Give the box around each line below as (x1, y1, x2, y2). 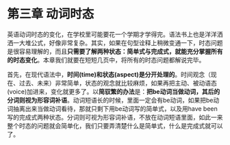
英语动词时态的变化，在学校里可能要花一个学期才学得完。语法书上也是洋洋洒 (7, 30, 223, 38)
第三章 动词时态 (7, 6, 94, 22)
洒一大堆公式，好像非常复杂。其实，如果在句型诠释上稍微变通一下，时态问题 (7, 38, 223, 47)
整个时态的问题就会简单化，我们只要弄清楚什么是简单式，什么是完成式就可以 (7, 121, 223, 130)
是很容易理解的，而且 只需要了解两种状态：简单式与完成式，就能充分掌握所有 (7, 47, 223, 55)
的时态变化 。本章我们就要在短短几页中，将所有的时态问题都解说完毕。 (7, 55, 205, 64)
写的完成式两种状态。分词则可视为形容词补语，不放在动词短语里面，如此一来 (7, 113, 223, 121)
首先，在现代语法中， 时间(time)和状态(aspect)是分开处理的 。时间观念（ (7, 70, 211, 79)
